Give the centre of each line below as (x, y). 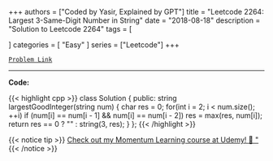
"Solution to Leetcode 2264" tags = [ (70, 29)
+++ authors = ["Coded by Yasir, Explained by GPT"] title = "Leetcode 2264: (136, 12)
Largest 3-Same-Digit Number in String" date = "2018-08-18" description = (134, 20)
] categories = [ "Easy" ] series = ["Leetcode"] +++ (94, 45)
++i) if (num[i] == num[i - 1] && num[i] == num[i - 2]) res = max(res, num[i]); (135, 115)
